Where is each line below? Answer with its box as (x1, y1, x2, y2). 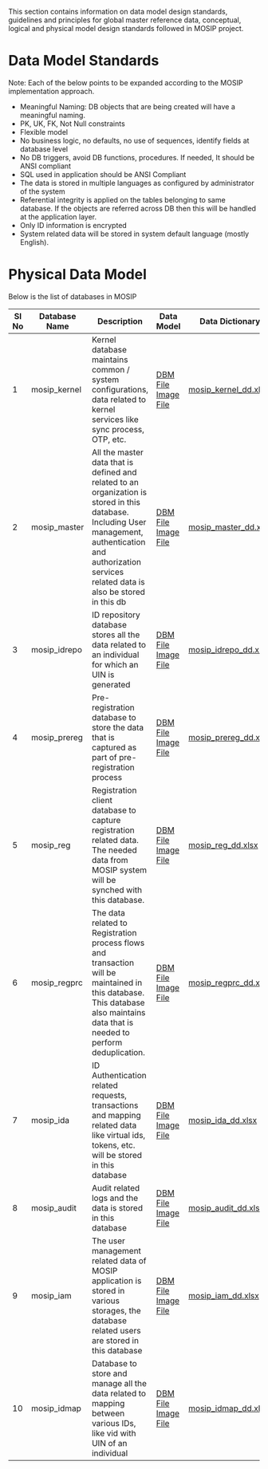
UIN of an (91, 1437, 128, 1448)
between (91, 1408, 125, 1419)
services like (91, 414, 140, 425)
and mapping (91, 1109, 141, 1120)
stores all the (91, 629, 140, 640)
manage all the (91, 1377, 148, 1388)
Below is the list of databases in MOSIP (8, 291, 137, 301)
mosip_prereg (31, 731, 84, 742)
